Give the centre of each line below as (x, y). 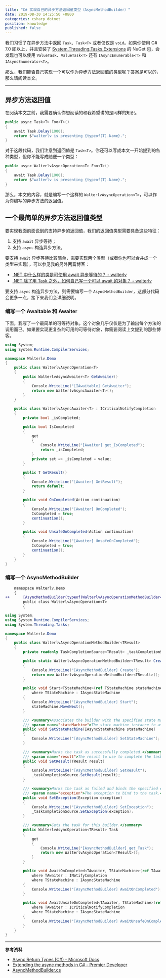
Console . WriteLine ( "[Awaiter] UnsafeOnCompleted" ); (86, 541)
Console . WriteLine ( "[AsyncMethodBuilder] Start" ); (85, 702)
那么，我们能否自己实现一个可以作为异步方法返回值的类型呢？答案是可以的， (83, 72)
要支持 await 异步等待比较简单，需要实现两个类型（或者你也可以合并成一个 (81, 258)
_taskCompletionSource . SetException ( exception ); (83, 812)
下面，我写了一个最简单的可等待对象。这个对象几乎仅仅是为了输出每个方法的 (83, 323)
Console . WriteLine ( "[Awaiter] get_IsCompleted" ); (92, 445)
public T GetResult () (45, 472)
